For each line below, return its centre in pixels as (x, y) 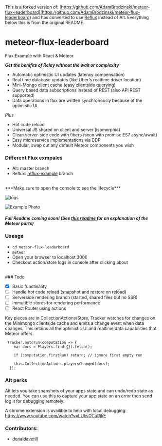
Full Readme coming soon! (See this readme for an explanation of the (77, 218)
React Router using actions (39, 308)
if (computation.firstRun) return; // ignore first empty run (78, 355)
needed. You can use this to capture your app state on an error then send (79, 396)
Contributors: (21, 428)
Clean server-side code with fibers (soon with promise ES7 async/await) (85, 135)
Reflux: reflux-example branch (42, 174)
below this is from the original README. (45, 22)
